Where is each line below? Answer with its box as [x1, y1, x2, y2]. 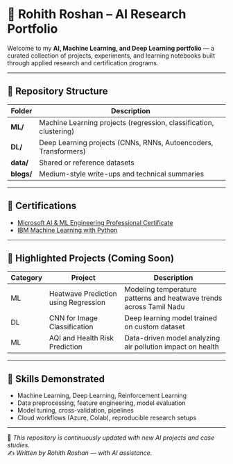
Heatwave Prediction [49, 289, 117, 299]
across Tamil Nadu [124, 302, 185, 312]
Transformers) [39, 146, 87, 156]
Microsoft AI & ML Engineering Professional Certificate [17, 218, 173, 226]
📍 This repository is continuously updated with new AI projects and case [7, 433, 215, 442]
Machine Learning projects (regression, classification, [39, 117, 214, 127]
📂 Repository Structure [7, 85, 108, 97]
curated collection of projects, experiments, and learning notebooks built [7, 51, 216, 60]
